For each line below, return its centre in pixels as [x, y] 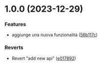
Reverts [14, 47]
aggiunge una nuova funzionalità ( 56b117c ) [55, 35]
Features [15, 24]
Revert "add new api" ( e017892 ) [44, 58]
